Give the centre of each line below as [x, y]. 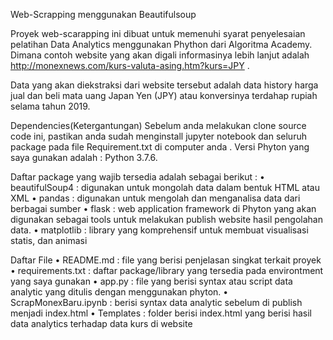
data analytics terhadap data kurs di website [101, 323]
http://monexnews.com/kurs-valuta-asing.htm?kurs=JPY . [130, 65]
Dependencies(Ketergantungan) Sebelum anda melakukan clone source [158, 125]
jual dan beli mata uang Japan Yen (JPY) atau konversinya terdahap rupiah [164, 95]
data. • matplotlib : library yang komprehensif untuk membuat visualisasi [159, 230]
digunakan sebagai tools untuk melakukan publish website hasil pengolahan [166, 219]
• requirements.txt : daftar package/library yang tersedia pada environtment [167, 270]
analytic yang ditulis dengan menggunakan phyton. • [119, 292]
